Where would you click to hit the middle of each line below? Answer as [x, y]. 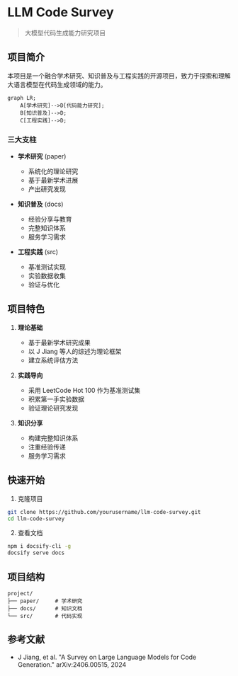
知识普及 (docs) [40, 204]
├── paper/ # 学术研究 [45, 601]
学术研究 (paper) [42, 156]
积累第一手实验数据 [56, 399]
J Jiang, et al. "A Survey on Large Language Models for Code [107, 657]
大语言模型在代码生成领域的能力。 [57, 84]
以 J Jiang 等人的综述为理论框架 [75, 351]
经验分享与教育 [50, 219]
